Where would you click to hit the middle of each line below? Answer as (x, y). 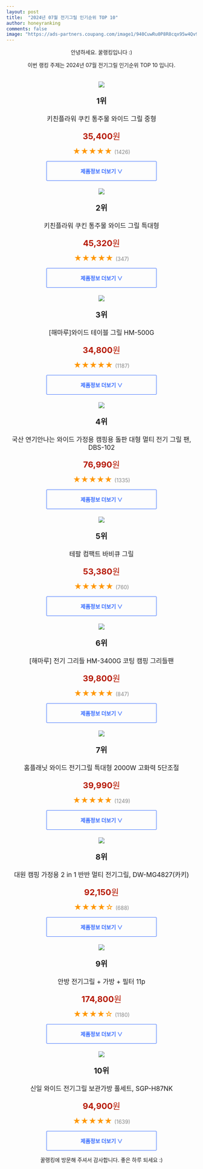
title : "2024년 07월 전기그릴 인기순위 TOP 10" (62, 18)
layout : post (23, 12)
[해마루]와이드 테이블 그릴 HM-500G (101, 333)
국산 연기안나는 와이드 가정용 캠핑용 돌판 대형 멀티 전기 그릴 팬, (101, 440)
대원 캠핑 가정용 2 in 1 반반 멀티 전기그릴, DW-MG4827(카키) (101, 875)
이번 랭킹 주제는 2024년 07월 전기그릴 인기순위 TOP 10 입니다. (101, 65)
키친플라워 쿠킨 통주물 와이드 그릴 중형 (101, 119)
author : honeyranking (34, 23)
